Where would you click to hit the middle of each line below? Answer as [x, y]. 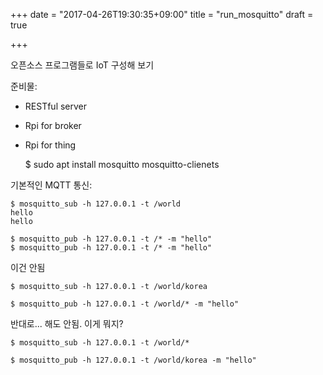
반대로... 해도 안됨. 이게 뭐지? [67, 323]
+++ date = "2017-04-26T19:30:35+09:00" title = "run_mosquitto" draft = [162, 14]
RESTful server [56, 106]
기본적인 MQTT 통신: [51, 185]
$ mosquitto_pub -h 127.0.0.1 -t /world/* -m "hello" [125, 304]
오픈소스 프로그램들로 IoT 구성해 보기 [82, 65]
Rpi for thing [50, 145]
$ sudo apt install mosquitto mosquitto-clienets [122, 164]
